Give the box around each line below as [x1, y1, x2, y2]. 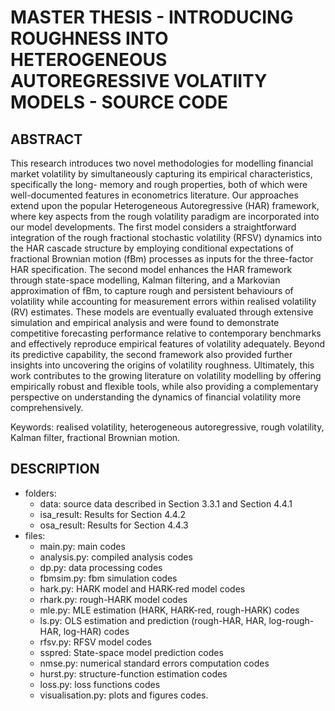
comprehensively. [10, 402, 84, 413]
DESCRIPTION [10, 461, 100, 478]
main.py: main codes [39, 540, 126, 552]
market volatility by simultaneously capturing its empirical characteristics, [10, 168, 313, 180]
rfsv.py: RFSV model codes [39, 636, 152, 648]
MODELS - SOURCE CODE [10, 91, 229, 114]
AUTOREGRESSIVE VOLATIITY [10, 70, 268, 93]
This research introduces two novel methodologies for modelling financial [10, 157, 314, 169]
